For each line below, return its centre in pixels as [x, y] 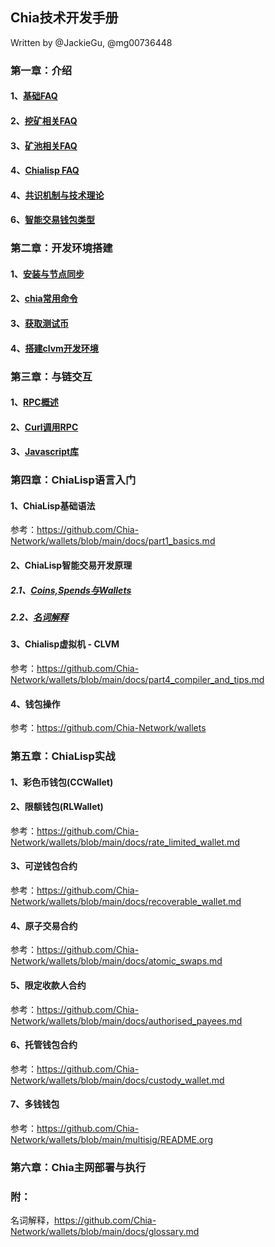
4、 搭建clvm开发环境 [54, 348]
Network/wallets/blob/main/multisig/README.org [112, 1139]
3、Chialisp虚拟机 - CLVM [65, 644]
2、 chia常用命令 [44, 299]
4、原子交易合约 [44, 925]
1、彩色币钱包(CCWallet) [62, 782]
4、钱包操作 [35, 704]
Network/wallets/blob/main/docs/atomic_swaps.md [116, 961]
